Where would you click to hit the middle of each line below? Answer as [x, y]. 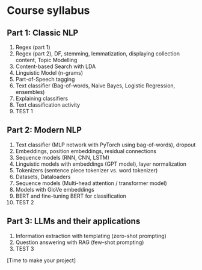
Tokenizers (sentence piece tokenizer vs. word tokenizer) [87, 170]
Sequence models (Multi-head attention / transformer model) [91, 183]
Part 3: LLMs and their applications [74, 221]
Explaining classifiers [42, 98]
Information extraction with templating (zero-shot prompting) [91, 236]
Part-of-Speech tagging [45, 79]
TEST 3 [25, 248]
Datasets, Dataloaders [43, 177]
